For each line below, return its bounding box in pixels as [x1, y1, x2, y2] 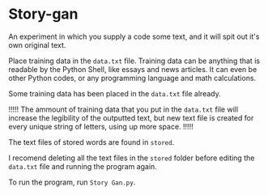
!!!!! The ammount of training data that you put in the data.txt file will [8, 104, 239, 114]
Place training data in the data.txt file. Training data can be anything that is [8, 56, 261, 66]
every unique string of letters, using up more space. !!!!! [8, 121, 194, 131]
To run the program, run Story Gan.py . [8, 177, 136, 187]
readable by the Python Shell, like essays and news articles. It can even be [8, 64, 257, 74]
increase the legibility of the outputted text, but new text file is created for [8, 112, 254, 122]
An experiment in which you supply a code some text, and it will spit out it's [8, 32, 260, 41]
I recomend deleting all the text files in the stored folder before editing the [8, 153, 255, 163]
